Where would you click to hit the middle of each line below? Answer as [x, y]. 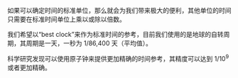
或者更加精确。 [29, 67]
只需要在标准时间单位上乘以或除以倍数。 [66, 19]
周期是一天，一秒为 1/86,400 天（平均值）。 [89, 43]
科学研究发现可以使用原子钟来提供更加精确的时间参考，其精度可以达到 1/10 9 [118, 58]
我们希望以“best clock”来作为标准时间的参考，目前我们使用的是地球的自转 [115, 34]
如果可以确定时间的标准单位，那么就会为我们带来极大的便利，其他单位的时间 [119, 10]
